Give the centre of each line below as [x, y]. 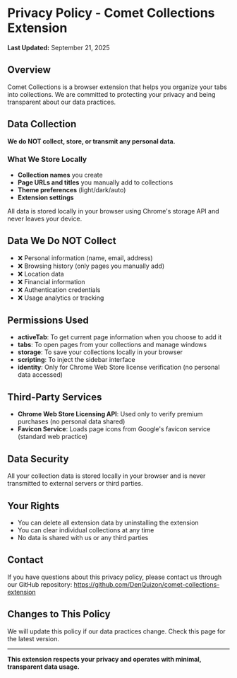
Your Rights [34, 506]
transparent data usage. [43, 667]
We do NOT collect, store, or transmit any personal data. [91, 141]
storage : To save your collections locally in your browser [100, 352]
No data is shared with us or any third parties [83, 537]
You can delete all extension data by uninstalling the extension [108, 522]
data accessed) [40, 375]
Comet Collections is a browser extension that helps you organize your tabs [117, 87]
